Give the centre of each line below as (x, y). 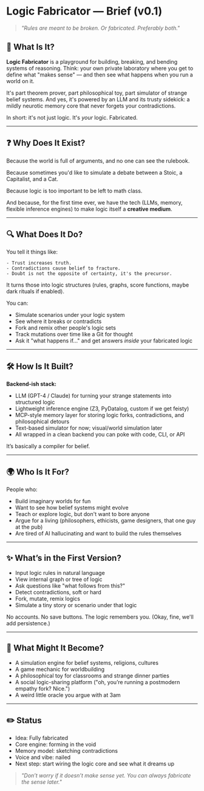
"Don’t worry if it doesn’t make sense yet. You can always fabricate (106, 776)
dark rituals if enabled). (36, 291)
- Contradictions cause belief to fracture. (63, 268)
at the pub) (29, 527)
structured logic (35, 402)
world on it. (20, 81)
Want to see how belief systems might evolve (72, 508)
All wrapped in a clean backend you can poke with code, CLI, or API (100, 435)
